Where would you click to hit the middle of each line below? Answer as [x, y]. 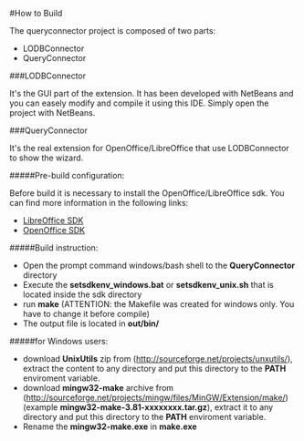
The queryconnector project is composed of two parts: [113, 31]
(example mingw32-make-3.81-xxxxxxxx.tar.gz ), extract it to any [148, 407]
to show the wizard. [47, 158]
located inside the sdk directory [82, 294]
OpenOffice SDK [54, 230]
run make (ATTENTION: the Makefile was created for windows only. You [158, 304]
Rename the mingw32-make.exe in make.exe [110, 426]
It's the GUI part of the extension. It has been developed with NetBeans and [152, 93]
